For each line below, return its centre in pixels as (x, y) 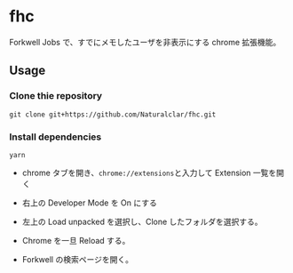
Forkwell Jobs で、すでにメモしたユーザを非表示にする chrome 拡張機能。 (145, 42)
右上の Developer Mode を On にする (89, 203)
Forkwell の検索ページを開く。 (77, 259)
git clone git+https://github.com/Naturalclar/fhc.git (113, 114)
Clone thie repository (56, 96)
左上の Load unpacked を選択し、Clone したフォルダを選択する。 (143, 221)
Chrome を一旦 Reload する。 (76, 240)
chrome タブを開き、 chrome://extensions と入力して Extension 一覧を (149, 173)
